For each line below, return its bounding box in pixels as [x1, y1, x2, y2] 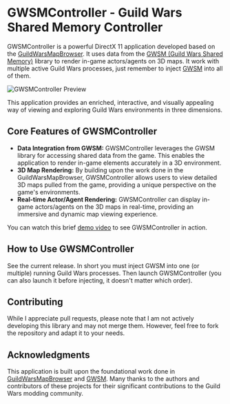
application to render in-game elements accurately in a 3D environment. [17, 159, 222, 167]
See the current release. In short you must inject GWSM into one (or [7, 261, 200, 270]
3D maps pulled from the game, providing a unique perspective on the [17, 181, 217, 189]
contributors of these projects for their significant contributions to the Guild [7, 382, 220, 390]
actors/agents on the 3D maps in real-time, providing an [34, 202, 194, 211]
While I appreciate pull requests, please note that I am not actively [7, 314, 194, 323]
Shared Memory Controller [7, 19, 163, 35]
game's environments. [17, 188, 81, 196]
